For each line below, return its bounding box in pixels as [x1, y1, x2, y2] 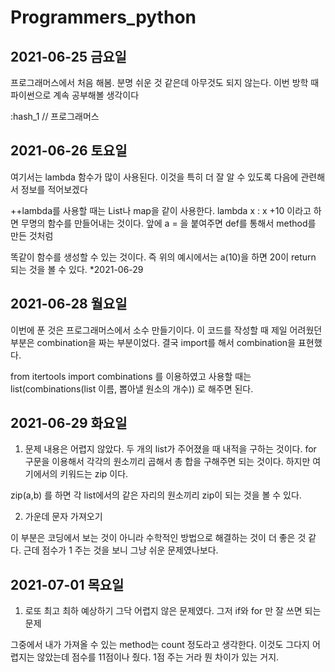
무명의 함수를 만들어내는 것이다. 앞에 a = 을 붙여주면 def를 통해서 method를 [20, 217, 317, 229]
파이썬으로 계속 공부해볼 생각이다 [10, 89, 140, 101]
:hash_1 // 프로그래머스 [10, 111, 100, 122]
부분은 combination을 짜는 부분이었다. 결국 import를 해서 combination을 [10, 336, 297, 348]
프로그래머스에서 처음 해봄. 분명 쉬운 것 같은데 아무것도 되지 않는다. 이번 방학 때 [10, 77, 320, 88]
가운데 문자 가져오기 [24, 511, 103, 523]
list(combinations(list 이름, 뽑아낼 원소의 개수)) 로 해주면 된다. [10, 382, 254, 395]
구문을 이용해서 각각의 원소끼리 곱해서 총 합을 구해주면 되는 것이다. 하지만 [24, 456, 311, 468]
